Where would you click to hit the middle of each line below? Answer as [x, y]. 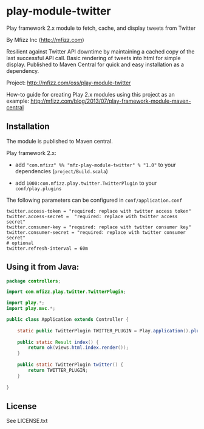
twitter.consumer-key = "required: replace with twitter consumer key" [99, 227]
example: [18, 101]
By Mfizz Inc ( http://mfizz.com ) [45, 39]
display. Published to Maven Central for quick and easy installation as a [95, 64]
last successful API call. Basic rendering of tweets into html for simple [93, 58]
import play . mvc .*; [31, 309]
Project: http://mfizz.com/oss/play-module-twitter [69, 83]
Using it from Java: [43, 267]
